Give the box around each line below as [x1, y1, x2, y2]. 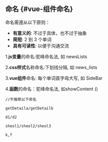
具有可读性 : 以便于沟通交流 [12, 43, 69, 49]
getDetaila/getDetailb [5, 105, 53, 111]
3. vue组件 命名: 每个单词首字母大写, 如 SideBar [5, 75, 103, 81]
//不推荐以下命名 [5, 97, 37, 102]
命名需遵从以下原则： [5, 19, 50, 25]
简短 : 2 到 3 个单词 [12, 36, 52, 42]
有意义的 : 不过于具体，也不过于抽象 [12, 30, 87, 36]
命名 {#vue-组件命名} [5, 5, 73, 14]
